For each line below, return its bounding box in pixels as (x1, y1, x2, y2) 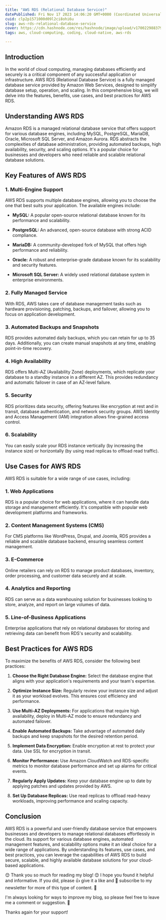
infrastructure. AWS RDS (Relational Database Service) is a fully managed (5, 76, 155, 82)
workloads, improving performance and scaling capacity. (12, 798, 128, 804)
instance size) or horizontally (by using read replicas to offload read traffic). (5, 448, 159, 454)
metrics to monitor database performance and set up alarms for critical (12, 763, 157, 769)
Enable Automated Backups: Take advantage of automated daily (12, 728, 145, 734)
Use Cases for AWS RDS (5, 462, 81, 471)
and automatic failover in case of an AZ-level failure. (5, 380, 111, 386)
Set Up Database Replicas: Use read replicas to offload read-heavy (12, 793, 151, 799)
